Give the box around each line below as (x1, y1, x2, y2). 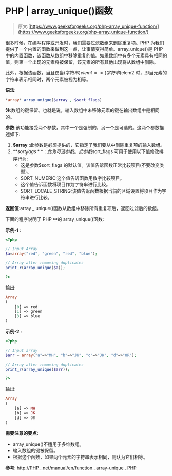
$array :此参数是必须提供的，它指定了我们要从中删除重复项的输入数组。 (12, 142, 165, 148)
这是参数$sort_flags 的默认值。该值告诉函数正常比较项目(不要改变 (20, 162, 160, 168)
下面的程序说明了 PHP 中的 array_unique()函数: (5, 216, 104, 222)
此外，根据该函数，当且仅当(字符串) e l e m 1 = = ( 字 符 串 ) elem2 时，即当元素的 (5, 69, 167, 75)
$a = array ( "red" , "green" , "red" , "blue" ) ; (5, 251, 98, 256)
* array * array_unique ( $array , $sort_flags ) (5, 97, 102, 102)
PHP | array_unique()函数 (5, 5, 113, 17)
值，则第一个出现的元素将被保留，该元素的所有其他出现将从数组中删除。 (5, 59, 158, 65)
